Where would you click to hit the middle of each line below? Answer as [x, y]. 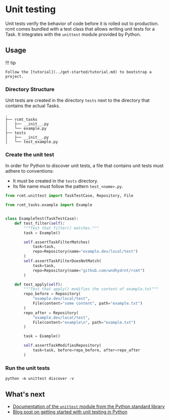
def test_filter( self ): [40, 223]
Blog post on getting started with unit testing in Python [70, 412]
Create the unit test [30, 154]
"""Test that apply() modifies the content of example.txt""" [91, 289]
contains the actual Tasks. [33, 106]
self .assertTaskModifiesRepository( [63, 346]
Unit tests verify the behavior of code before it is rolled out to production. [82, 23]
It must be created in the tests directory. [55, 181]
